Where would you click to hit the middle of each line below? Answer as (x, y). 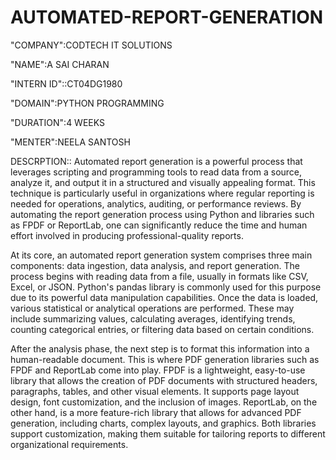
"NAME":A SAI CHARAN (60, 64)
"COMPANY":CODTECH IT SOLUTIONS (91, 45)
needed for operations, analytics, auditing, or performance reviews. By (156, 203)
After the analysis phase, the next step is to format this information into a (160, 348)
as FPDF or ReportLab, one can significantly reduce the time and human (159, 225)
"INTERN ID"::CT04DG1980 (66, 83)
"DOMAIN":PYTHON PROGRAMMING (87, 103)
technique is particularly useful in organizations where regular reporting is (162, 193)
